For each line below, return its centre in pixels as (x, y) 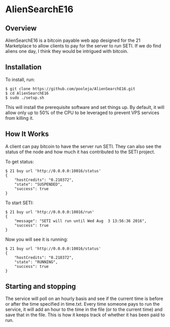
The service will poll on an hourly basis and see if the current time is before (84, 298)
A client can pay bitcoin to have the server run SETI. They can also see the (83, 146)
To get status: (20, 161)
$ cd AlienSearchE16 (27, 93)
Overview (21, 28)
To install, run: (20, 79)
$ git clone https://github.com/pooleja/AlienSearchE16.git (70, 89)
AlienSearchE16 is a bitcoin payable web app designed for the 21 (73, 40)
